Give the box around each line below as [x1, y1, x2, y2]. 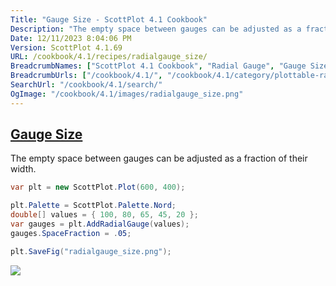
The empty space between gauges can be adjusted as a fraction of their [10, 152, 308, 165]
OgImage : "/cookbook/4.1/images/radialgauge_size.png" [10, 89, 244, 99]
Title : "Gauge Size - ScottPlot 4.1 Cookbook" [10, 14, 208, 25]
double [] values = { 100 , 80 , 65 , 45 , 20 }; [10, 210, 199, 220]
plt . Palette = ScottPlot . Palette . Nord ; [10, 201, 177, 211]
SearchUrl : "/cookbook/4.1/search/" [10, 80, 163, 90]
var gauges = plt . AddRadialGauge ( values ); [10, 219, 190, 230]
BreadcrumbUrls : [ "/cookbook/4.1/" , [10, 71, 163, 81]
